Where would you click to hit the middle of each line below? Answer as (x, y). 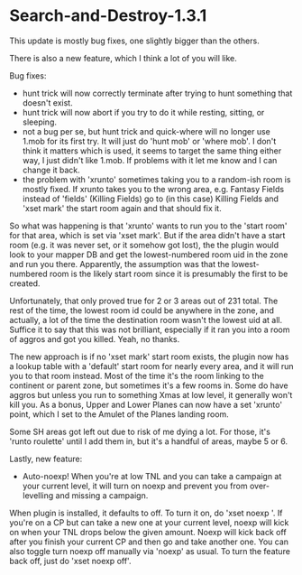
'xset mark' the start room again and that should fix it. (122, 208)
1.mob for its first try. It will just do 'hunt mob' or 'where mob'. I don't (149, 141)
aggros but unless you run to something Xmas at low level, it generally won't (151, 394)
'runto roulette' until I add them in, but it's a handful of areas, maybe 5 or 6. (149, 441)
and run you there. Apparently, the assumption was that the (119, 264)
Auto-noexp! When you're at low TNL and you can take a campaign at (152, 476)
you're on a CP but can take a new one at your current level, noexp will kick (149, 522)
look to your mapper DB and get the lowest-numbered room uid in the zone (149, 255)
